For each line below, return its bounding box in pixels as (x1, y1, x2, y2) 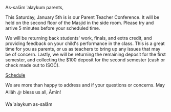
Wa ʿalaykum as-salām (5, 101, 53, 107)
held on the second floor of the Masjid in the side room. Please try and (5, 20, 154, 26)
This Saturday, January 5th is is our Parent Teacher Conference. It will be (5, 14, 160, 20)
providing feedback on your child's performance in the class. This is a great (5, 40, 165, 47)
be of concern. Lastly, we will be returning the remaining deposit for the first (5, 51, 166, 57)
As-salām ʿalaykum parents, (5, 5, 64, 10)
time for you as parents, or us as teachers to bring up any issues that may (5, 46, 161, 52)
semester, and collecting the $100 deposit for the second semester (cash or (5, 57, 165, 63)
